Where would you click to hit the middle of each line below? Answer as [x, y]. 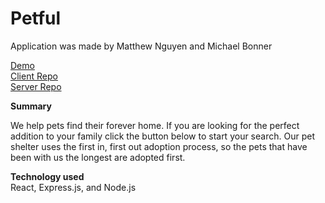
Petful [36, 18]
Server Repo [36, 86]
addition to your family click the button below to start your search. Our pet [162, 136]
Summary [31, 106]
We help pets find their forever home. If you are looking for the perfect [155, 125]
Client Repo [34, 76]
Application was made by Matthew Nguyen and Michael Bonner [141, 46]
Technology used [47, 176]
